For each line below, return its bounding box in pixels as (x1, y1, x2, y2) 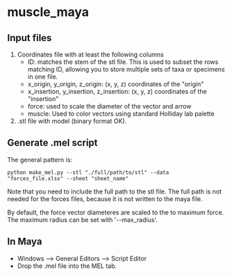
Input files (7, 32, 52, 44)
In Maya (7, 236, 42, 248)
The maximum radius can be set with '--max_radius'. (7, 215, 158, 223)
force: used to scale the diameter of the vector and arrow (27, 102, 192, 110)
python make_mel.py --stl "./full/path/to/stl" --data (7, 168, 169, 176)
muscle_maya (7, 4, 89, 20)
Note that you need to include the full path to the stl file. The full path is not (7, 187, 222, 196)
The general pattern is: (7, 155, 73, 164)
